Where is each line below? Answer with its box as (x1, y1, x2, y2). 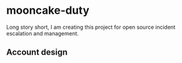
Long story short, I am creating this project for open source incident (6, 23, 176, 31)
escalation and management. (6, 29, 79, 37)
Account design (6, 47, 68, 58)
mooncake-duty (6, 4, 90, 17)
